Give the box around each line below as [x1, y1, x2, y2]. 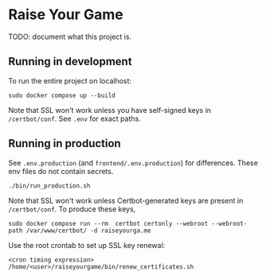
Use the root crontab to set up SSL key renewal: [8, 240, 166, 250]
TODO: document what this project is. [8, 32, 132, 41]
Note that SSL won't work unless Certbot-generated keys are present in [8, 196, 244, 205]
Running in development [8, 55, 133, 68]
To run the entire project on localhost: [8, 76, 132, 85]
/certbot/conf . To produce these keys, [8, 204, 136, 214]
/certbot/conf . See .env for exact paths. [8, 114, 141, 123]
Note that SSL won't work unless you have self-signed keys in [8, 105, 212, 114]
